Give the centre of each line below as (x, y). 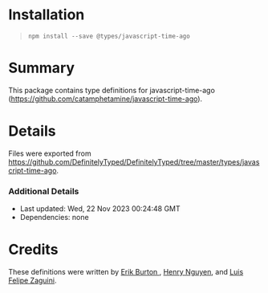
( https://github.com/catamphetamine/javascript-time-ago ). (106, 99)
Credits (33, 250)
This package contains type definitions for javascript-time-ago (112, 90)
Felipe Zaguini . (32, 281)
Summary (41, 68)
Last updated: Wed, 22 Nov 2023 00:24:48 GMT (100, 209)
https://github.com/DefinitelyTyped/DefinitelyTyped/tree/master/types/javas (134, 161)
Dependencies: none (55, 218)
